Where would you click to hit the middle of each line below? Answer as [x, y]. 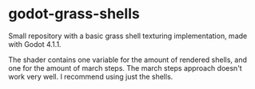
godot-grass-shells [74, 14]
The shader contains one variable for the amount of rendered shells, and [128, 60]
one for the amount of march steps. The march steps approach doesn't [125, 68]
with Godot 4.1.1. [35, 44]
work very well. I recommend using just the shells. [91, 76]
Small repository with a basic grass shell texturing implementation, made [128, 36]
